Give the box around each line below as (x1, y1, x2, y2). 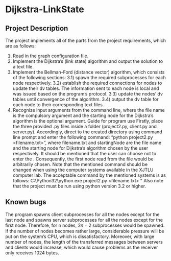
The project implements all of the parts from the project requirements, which (5, 37, 166, 43)
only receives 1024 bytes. (5, 249, 59, 256)
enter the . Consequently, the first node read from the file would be (12, 156, 154, 162)
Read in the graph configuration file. (12, 53, 89, 59)
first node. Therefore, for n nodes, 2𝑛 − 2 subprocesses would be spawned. (5, 222, 165, 228)
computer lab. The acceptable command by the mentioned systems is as (12, 172, 166, 178)
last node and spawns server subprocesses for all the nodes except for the (5, 217, 163, 223)
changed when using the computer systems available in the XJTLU (12, 167, 154, 173)
